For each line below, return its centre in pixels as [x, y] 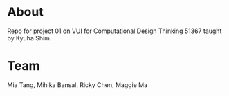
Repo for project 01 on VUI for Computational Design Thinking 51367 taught [114, 31]
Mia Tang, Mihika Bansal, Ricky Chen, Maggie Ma [77, 85]
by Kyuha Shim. [29, 38]
